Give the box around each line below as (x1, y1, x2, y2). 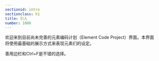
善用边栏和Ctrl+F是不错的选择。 (5, 51, 69, 57)
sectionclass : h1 (5, 12, 40, 16)
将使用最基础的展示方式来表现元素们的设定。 (5, 41, 94, 46)
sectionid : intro (5, 7, 40, 12)
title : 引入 (5, 16, 28, 21)
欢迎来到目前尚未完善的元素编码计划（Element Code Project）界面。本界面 (5, 34, 154, 40)
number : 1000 (5, 20, 31, 26)
